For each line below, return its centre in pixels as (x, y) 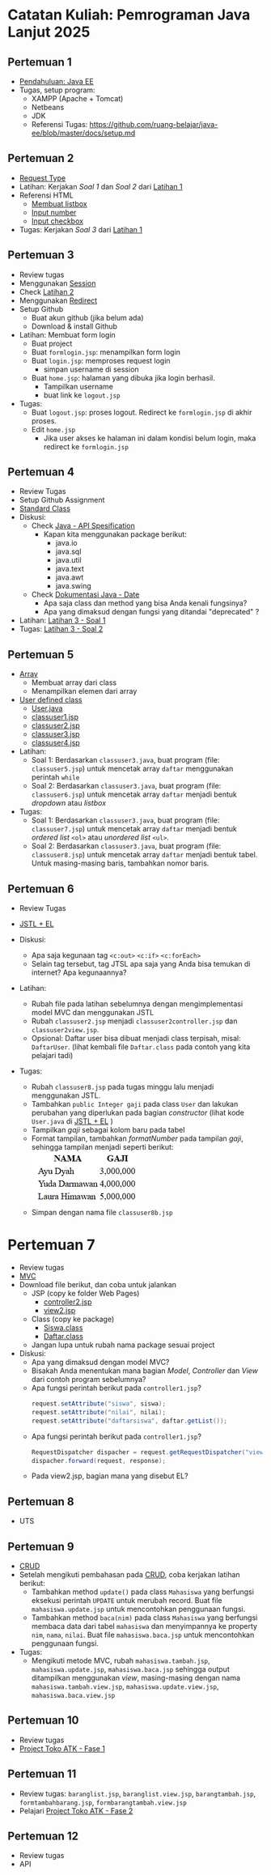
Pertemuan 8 (41, 1501)
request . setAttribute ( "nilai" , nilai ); (99, 1412)
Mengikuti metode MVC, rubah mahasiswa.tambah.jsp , (121, 1660)
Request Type (42, 178)
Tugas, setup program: (57, 90)
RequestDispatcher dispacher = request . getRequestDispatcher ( (138, 1452)
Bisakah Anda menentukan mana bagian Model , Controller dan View (145, 1371)
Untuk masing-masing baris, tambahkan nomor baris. (120, 863)
